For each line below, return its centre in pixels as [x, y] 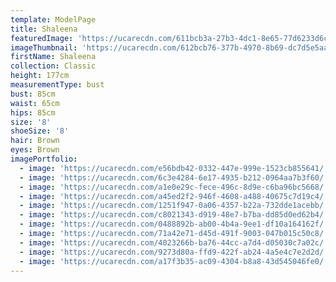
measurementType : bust [57, 85]
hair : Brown [35, 141]
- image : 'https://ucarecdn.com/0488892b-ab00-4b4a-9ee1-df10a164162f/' [174, 224]
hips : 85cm [33, 112]
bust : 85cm [33, 94]
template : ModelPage [53, 19]
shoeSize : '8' [40, 131]
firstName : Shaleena [53, 57]
